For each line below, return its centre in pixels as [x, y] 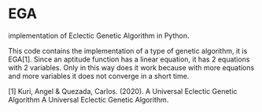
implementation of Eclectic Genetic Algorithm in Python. [99, 35]
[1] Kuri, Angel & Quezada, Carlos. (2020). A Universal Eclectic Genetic [123, 91]
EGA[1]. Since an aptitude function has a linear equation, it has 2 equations [129, 59]
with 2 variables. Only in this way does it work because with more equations [131, 67]
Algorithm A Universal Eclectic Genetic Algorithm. [89, 99]
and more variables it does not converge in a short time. [99, 76]
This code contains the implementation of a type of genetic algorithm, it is [128, 50]
